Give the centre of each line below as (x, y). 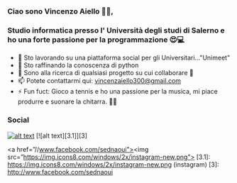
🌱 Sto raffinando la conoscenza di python (78, 65)
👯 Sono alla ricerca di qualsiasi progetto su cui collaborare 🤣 (105, 73)
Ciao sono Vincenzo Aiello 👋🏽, (60, 11)
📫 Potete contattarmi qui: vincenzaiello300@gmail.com (99, 81)
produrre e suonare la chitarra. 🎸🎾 (67, 101)
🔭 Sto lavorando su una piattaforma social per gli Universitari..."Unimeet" (124, 58)
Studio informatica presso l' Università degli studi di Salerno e (116, 30)
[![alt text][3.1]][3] (61, 135)
